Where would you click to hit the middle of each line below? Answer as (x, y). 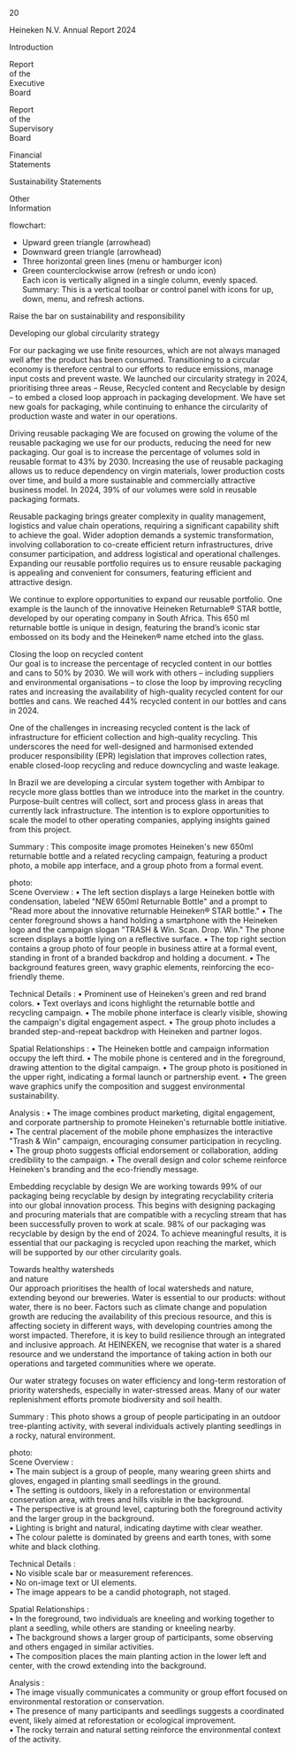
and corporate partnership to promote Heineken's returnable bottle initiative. (148, 1122)
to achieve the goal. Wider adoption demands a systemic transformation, (141, 535)
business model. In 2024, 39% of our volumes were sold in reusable (133, 490)
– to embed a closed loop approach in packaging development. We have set (147, 397)
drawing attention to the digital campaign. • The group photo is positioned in (148, 1067)
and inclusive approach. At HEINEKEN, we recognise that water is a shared (145, 1344)
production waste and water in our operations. (94, 416)
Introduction (31, 47)
